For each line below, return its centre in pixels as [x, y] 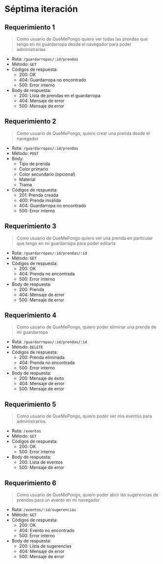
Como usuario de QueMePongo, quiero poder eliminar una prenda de [86, 327]
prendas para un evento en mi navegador [58, 500]
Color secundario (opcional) [47, 174]
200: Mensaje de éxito [41, 378]
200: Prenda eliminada [42, 357]
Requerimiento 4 [31, 315]
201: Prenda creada [39, 195]
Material [27, 179]
